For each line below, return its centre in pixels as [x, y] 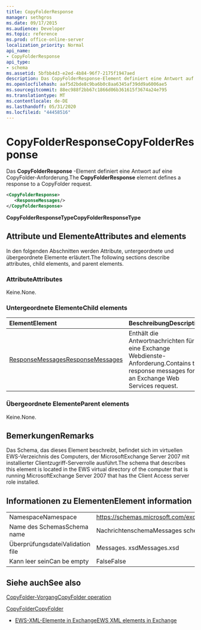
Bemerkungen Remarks [50, 436]
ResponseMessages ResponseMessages [66, 359]
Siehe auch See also [44, 583]
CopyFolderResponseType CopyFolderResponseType [74, 217]
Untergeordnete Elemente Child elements [67, 308]
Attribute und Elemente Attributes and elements [96, 237]
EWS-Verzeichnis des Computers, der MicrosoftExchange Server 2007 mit [98, 457]
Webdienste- [147, 356]
